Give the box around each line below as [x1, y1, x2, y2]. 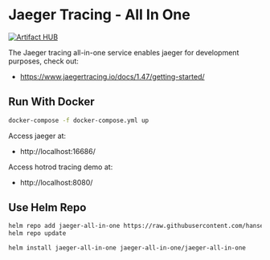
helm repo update [8, 230, 67, 238]
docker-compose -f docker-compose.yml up [8, 116, 149, 124]
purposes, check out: [8, 56, 79, 66]
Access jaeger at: [8, 131, 67, 140]
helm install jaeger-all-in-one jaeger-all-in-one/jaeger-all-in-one [8, 244, 247, 252]
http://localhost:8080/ [19, 177, 93, 187]
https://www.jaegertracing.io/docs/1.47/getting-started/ [19, 71, 205, 81]
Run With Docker [8, 95, 95, 109]
